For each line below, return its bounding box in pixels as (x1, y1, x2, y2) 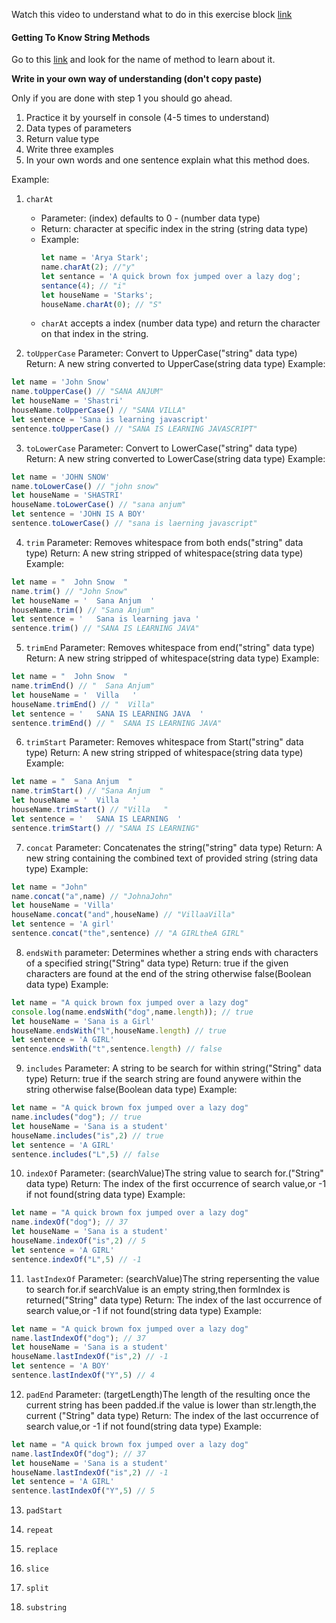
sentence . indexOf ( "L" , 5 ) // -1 (11, 1254, 142, 1264)
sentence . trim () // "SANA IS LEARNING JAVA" (11, 624, 200, 634)
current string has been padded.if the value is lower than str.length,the (25, 1399, 317, 1411)
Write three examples (25, 144, 114, 156)
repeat (25, 1525, 54, 1536)
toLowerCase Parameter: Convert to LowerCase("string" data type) (25, 442, 298, 454)
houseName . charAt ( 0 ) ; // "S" (40, 299, 163, 309)
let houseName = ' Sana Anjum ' (11, 595, 156, 606)
